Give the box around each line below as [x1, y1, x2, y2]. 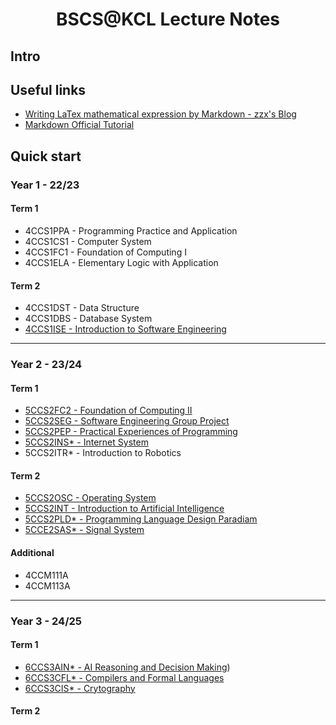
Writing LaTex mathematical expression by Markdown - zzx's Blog [24, 108, 297, 120]
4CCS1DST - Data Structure [24, 302, 140, 314]
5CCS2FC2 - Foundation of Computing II [24, 404, 193, 417]
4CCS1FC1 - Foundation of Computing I [24, 246, 187, 258]
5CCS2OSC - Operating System [24, 492, 157, 504]
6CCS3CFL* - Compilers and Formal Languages [24, 671, 225, 683]
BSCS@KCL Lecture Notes [55, 8, 281, 31]
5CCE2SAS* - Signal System [24, 524, 145, 536]
